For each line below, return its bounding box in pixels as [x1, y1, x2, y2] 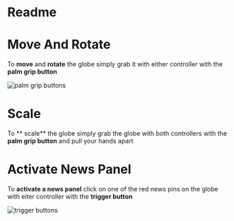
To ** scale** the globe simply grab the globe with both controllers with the [7, 129, 228, 138]
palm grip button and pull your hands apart [7, 137, 134, 145]
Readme [7, 4, 57, 20]
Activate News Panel [7, 162, 132, 177]
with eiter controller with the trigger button [7, 192, 133, 201]
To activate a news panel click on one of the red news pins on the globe [7, 185, 218, 193]
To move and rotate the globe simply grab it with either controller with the [7, 60, 223, 68]
